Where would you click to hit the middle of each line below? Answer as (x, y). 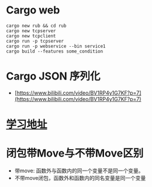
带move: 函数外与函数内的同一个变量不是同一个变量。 (79, 171)
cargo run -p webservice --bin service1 (56, 46)
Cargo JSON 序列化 (53, 76)
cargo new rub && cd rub (36, 26)
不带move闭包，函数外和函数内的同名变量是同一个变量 (80, 178)
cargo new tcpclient (31, 36)
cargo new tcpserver (31, 31)
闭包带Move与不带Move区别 (75, 153)
